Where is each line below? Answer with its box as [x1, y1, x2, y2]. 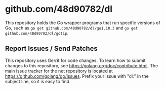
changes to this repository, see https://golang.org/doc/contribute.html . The [5, 62, 158, 68]
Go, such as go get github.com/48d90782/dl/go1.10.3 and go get [5, 25, 138, 30]
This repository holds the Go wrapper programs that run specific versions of [5, 20, 161, 26]
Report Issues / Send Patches [5, 44, 98, 53]
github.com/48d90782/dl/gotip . [5, 30, 69, 36]
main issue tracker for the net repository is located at [5, 68, 113, 74]
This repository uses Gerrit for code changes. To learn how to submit [5, 58, 146, 63]
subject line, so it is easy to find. [5, 78, 71, 84]
